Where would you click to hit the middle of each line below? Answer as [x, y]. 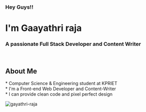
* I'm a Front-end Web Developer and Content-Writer [61, 89]
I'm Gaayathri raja [44, 28]
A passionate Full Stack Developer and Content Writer [73, 44]
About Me [21, 71]
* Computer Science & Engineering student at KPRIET [61, 83]
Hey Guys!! [19, 7]
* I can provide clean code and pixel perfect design [59, 94]
